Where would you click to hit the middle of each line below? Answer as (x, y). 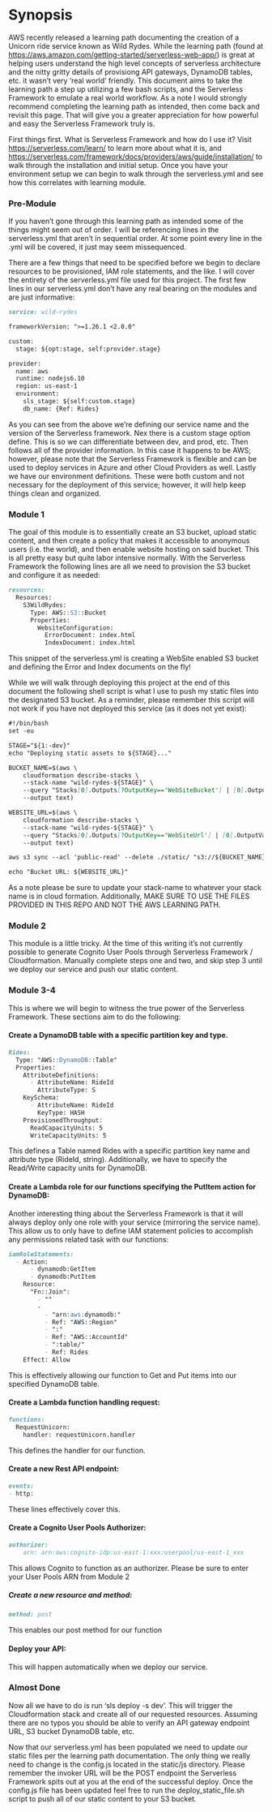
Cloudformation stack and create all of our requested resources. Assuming (133, 1714)
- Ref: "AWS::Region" (81, 1322)
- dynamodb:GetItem (62, 1269)
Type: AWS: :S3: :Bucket (68, 613)
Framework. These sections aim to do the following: (95, 1017)
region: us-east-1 (47, 386)
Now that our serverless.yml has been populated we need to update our (128, 1747)
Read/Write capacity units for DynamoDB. (78, 1168)
